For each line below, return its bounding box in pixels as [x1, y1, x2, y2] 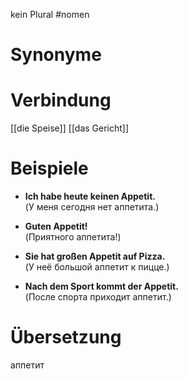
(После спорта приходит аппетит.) [24, 291, 172, 303]
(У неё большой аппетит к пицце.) [24, 261, 170, 273]
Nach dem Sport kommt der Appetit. [24, 280, 179, 293]
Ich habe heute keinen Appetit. [24, 190, 156, 203]
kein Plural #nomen [10, 9, 90, 20]
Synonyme [10, 44, 102, 66]
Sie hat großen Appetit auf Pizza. [24, 250, 166, 263]
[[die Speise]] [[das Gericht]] [10, 122, 130, 134]
